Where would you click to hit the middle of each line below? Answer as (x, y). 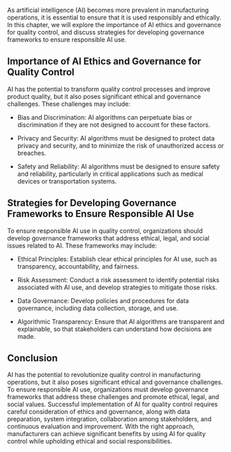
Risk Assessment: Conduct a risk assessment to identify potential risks (118, 280)
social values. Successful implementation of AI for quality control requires (113, 404)
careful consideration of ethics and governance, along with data (99, 412)
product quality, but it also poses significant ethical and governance (104, 96)
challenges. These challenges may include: (69, 104)
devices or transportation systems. (67, 181)
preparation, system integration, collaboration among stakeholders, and (109, 419)
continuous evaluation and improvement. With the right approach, (101, 426)
